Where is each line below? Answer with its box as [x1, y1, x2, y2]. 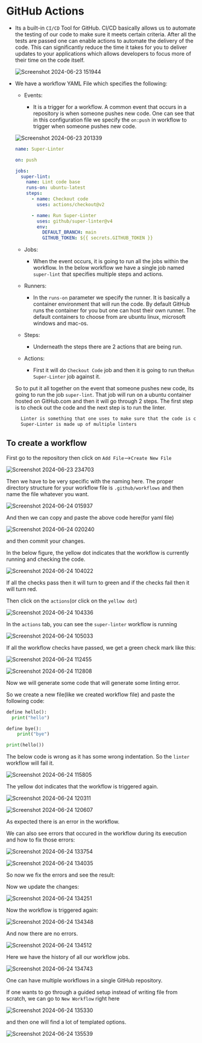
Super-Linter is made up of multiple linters [21, 422, 137, 428]
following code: [6, 697, 45, 704]
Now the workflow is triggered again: [6, 906, 98, 914]
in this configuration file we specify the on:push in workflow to [33, 116, 187, 123]
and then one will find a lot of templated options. [6, 1018, 127, 1026]
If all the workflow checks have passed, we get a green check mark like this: [6, 644, 196, 651]
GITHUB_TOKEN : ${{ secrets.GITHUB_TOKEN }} [42, 235, 153, 241]
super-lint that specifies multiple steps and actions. [33, 270, 164, 278]
